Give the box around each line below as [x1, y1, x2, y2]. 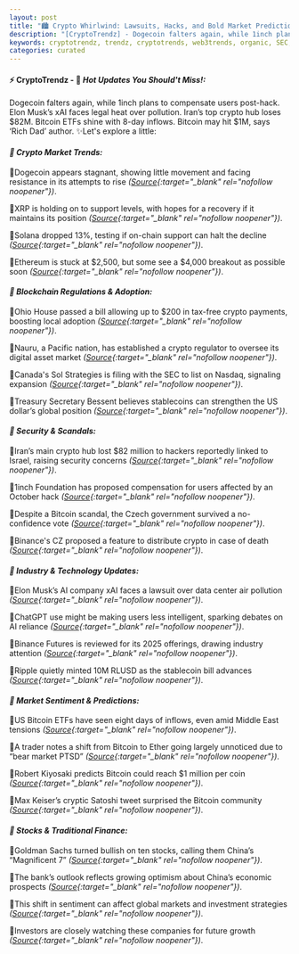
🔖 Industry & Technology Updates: [9, 565, 140, 576]
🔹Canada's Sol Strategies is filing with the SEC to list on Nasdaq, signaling [9, 369, 281, 380]
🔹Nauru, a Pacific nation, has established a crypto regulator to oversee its [9, 342, 279, 353]
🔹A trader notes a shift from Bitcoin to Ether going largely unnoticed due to [9, 742, 283, 753]
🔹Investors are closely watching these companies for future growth [9, 925, 256, 936]
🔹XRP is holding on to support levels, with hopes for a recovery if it [9, 202, 255, 214]
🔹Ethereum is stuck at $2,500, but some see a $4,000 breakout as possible [9, 256, 286, 267]
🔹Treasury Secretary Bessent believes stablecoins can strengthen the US [9, 396, 279, 407]
